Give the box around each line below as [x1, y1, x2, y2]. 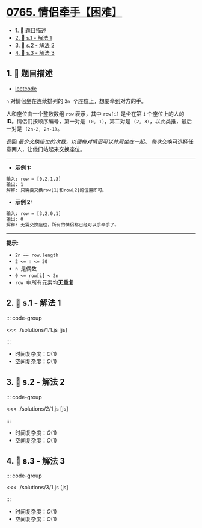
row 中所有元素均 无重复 [14, 279, 74, 286]
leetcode [14, 85, 37, 92]
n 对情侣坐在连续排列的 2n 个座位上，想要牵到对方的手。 [6, 97, 147, 104]
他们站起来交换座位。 [32, 145, 85, 152]
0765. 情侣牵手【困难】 [6, 5, 123, 19]
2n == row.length [14, 252, 59, 258]
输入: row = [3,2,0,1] [6, 211, 61, 217]
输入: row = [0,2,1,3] [6, 176, 61, 182]
